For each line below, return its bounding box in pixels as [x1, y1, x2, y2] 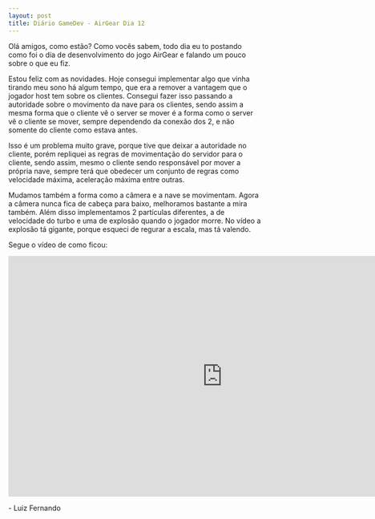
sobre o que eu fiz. [8, 58, 71, 68]
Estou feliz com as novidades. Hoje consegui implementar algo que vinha [8, 74, 250, 83]
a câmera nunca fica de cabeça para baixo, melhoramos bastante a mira [8, 198, 248, 209]
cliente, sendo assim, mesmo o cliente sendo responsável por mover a [8, 157, 241, 167]
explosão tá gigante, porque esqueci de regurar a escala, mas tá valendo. [8, 224, 252, 233]
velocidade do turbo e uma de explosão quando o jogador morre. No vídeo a [8, 216, 261, 225]
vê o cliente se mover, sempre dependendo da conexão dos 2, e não [8, 116, 235, 126]
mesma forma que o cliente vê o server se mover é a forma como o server [8, 107, 254, 117]
